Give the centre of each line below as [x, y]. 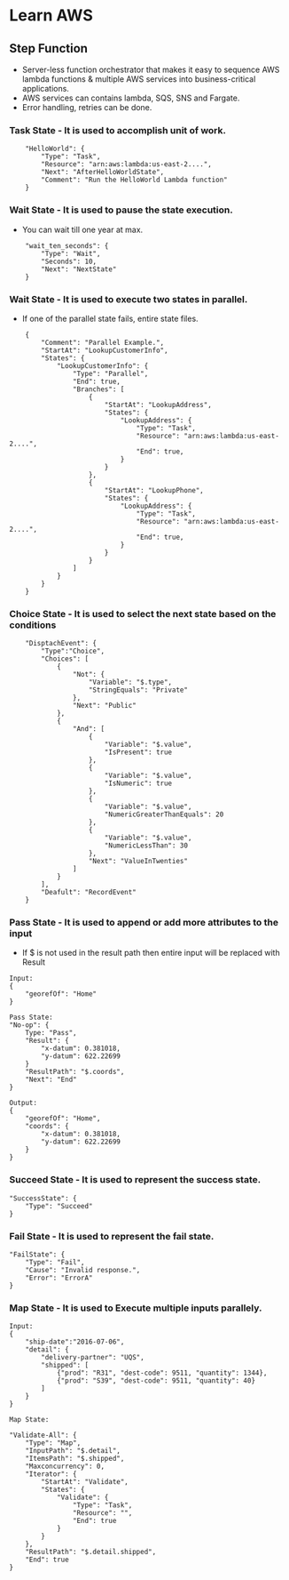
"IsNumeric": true [138, 783]
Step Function [49, 48]
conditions [33, 625]
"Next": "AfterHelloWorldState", [103, 172]
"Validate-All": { [43, 1436]
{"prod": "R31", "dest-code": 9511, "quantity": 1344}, [162, 1373]
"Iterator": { [51, 1474]
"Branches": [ [98, 389]
